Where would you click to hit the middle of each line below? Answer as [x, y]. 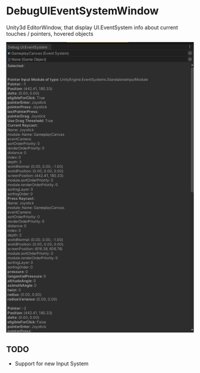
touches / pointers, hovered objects [50, 33]
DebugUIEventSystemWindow [82, 11]
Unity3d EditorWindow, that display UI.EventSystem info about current [92, 27]
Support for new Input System [52, 363]
